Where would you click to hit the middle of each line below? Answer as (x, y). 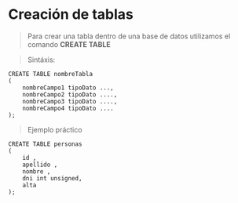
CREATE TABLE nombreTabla (50, 74)
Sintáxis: (41, 60)
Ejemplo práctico (55, 129)
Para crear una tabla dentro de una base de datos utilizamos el (129, 36)
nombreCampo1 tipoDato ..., (68, 88)
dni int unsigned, (52, 178)
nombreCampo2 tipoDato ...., (70, 94)
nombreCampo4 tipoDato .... (68, 108)
